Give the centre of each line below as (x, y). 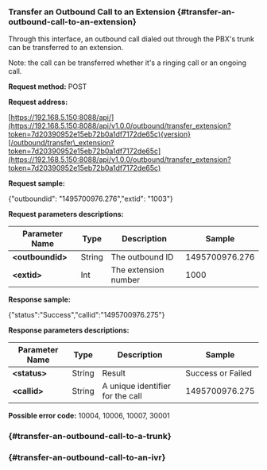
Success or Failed (219, 373)
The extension (137, 270)
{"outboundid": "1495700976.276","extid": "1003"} (91, 199)
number (126, 280)
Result (114, 373)
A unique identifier (136, 386)
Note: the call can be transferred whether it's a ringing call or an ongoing (128, 63)
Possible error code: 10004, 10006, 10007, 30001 (89, 416)
